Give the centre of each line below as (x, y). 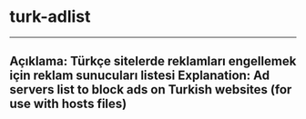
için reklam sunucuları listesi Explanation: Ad (140, 76)
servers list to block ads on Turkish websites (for (151, 89)
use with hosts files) (68, 104)
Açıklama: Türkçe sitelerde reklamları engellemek (153, 61)
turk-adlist (50, 17)
